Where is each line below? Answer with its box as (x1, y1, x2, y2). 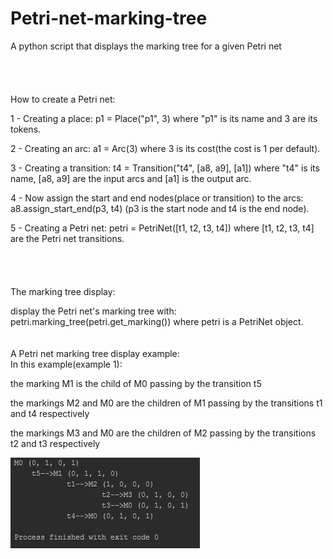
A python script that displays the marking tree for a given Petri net (10, 40, 282, 52)
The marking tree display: (10, 285, 116, 297)
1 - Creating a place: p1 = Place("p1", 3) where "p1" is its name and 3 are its (10, 112, 318, 124)
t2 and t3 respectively (10, 437, 101, 449)
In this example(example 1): (10, 358, 123, 370)
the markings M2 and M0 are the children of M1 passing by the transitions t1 (10, 397, 323, 409)
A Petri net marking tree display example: (10, 347, 180, 359)
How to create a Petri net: (10, 93, 116, 105)
